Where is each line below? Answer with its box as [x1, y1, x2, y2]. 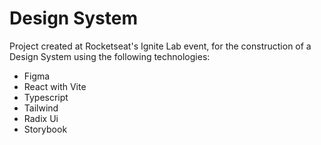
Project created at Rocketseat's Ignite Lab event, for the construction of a [9, 40, 312, 52]
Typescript [23, 91, 69, 103]
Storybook [23, 123, 68, 135]
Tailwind [23, 102, 59, 114]
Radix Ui [23, 112, 59, 124]
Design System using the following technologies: [9, 50, 211, 62]
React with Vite [23, 80, 87, 92]
